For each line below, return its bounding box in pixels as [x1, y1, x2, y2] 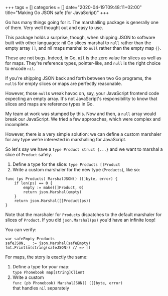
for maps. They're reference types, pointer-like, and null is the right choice [5, 60, 161, 66]
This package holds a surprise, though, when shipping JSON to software [5, 35, 155, 40]
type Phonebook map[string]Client [12, 270, 85, 275]
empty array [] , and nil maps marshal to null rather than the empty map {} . [5, 45, 161, 51]
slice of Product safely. [5, 152, 52, 157]
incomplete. [5, 122, 30, 127]
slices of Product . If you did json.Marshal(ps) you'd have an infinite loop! [5, 217, 155, 223]
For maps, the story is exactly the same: [5, 254, 88, 260]
